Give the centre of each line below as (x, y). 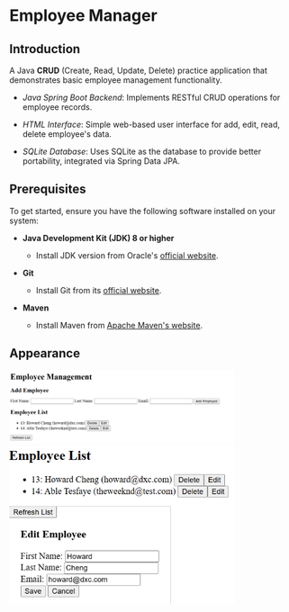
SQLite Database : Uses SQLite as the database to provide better (142, 151)
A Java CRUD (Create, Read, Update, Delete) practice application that (139, 70)
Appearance (45, 353)
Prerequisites (48, 189)
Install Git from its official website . (99, 290)
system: (24, 220)
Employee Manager (83, 16)
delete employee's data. (67, 134)
